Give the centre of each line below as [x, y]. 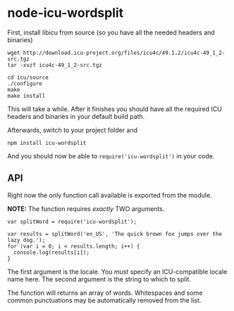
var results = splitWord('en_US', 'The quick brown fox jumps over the [115, 234]
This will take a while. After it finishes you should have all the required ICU [115, 109]
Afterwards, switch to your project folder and [73, 130]
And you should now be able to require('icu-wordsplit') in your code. [111, 155]
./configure [25, 83]
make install [26, 96]
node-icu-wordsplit [66, 13]
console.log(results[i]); [52, 252]
